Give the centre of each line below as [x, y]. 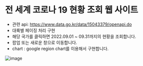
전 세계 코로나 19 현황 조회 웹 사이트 [72, 10]
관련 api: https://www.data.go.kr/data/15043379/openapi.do [72, 24]
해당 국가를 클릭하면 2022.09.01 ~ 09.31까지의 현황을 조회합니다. [74, 36]
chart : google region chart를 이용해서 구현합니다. [60, 49]
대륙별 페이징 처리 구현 [34, 30]
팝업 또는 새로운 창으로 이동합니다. [45, 42]
